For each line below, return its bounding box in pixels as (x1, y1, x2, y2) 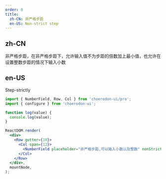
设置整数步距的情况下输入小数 (5, 59, 66, 65)
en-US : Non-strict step (9, 21, 58, 26)
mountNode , (9, 165, 32, 170)
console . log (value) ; (9, 115, 52, 120)
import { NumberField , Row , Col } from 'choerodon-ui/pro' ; (5, 96, 132, 101)
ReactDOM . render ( (5, 128, 41, 134)
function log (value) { (5, 110, 52, 115)
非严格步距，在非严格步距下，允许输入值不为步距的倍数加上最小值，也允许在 (5, 53, 161, 59)
